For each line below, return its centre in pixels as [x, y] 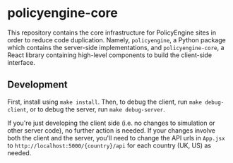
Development [38, 85]
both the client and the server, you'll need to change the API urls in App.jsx [116, 138]
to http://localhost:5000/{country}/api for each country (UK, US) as [109, 145]
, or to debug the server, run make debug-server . [96, 109]
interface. [21, 62]
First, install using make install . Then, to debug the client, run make [105, 102]
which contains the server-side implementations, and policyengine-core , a [116, 47]
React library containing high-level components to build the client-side [110, 55]
